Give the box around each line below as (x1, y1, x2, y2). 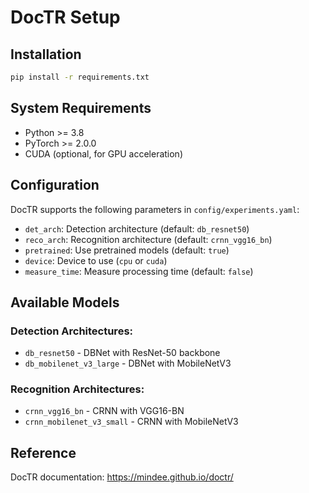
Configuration (10, 177, 100, 194)
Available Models (10, 294, 120, 311)
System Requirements (10, 100, 152, 117)
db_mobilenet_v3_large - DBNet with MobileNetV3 (24, 357, 232, 370)
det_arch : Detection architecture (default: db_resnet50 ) (24, 222, 250, 235)
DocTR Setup (10, 6, 121, 29)
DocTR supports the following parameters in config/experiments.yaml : (10, 203, 300, 215)
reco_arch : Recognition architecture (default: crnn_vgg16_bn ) (24, 233, 273, 245)
